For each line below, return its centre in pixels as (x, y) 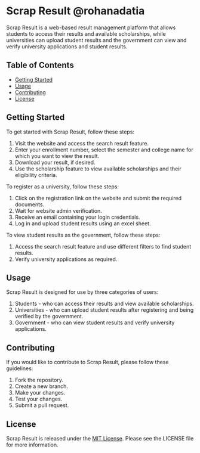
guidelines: (20, 368)
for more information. (32, 445)
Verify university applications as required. (66, 259)
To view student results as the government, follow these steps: (83, 235)
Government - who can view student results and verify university (95, 322)
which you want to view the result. (57, 156)
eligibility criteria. (36, 175)
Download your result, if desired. (55, 162)
